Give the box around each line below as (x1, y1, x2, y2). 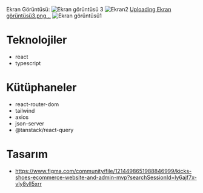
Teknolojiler (6, 33, 67, 47)
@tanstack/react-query (15, 126, 74, 133)
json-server (15, 119, 44, 127)
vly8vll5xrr (15, 180, 42, 187)
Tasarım (6, 148, 48, 161)
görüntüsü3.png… (6, 12, 52, 19)
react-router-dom (15, 100, 59, 108)
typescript (15, 59, 41, 66)
